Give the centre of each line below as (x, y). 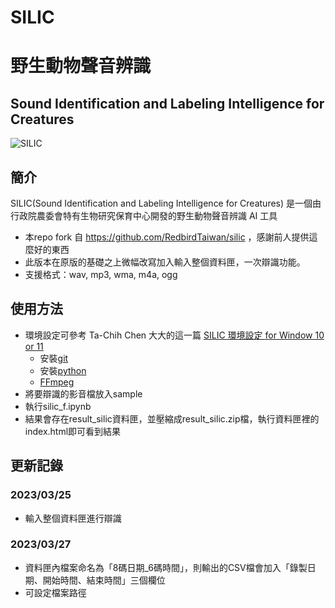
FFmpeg (57, 382)
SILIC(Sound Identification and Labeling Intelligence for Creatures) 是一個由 (166, 203)
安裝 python (63, 370)
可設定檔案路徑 (55, 592)
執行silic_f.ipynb (58, 406)
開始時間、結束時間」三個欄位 (104, 580)
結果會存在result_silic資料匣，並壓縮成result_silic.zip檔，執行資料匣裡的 (172, 418)
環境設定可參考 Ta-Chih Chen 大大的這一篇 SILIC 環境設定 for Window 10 (174, 335)
